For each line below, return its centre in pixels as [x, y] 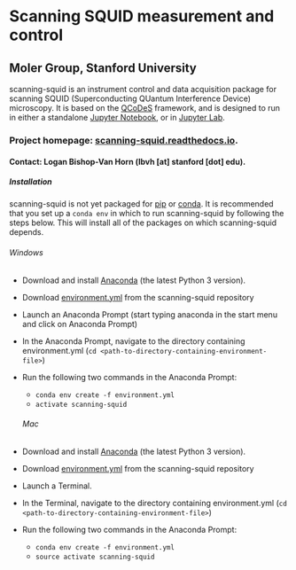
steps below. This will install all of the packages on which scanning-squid [143, 223]
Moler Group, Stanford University [103, 68]
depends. [27, 232]
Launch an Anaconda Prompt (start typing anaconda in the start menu [149, 314]
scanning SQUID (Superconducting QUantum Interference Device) [130, 98]
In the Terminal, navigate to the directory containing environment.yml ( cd [155, 503]
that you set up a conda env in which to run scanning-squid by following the [147, 214]
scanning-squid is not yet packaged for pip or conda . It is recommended [141, 204]
